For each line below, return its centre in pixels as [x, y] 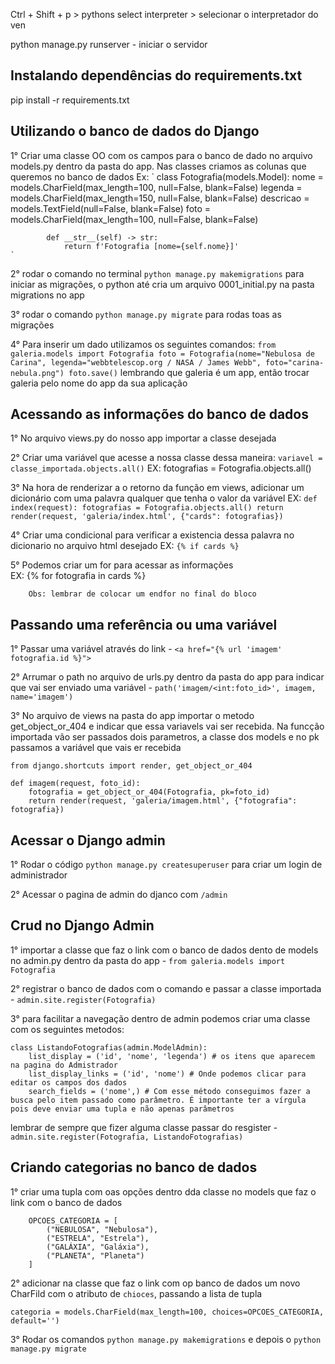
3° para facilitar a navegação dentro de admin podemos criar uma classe [160, 1018]
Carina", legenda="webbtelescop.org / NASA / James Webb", [136, 362]
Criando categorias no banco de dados [134, 1167]
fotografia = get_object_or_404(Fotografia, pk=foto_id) [149, 792]
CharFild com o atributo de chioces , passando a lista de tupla [136, 1293]
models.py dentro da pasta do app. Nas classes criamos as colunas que [158, 166]
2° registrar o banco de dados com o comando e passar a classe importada [166, 988]
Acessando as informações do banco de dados [159, 414]
